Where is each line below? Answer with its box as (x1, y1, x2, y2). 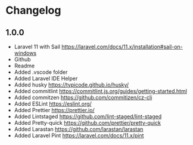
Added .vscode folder (14, 69, 68, 75)
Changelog (5, 4, 61, 17)
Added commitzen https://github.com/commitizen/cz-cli (14, 94, 152, 101)
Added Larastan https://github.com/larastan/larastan (14, 126, 144, 132)
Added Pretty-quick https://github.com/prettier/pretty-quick (14, 119, 161, 126)
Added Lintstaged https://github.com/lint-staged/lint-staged (14, 113, 162, 120)
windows (14, 50, 37, 57)
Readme (14, 62, 35, 69)
